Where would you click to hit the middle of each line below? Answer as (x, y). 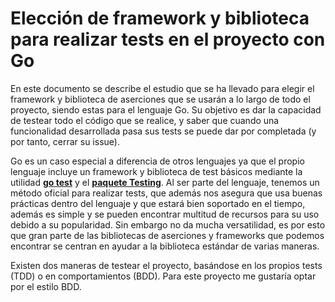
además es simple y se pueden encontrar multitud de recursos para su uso (165, 214)
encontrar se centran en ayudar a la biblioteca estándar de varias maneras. (165, 246)
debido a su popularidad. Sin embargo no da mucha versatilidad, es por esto (168, 224)
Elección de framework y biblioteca (160, 18)
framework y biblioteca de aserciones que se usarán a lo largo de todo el (160, 99)
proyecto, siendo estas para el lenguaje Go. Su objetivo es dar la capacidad (166, 109)
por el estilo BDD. (46, 286)
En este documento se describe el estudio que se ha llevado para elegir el (162, 88)
